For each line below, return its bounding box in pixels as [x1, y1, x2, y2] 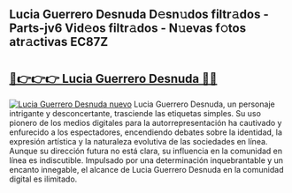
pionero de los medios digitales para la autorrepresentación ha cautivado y [9, 118, 282, 128]
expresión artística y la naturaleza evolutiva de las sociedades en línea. [9, 137, 268, 146]
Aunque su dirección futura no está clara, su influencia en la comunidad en [9, 145, 283, 156]
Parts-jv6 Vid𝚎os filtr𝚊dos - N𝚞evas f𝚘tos [9, 21, 246, 36]
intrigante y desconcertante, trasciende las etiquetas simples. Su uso [9, 108, 261, 118]
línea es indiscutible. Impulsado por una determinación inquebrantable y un [9, 155, 284, 166]
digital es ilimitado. [9, 174, 78, 184]
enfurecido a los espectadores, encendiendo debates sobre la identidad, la [9, 127, 283, 137]
